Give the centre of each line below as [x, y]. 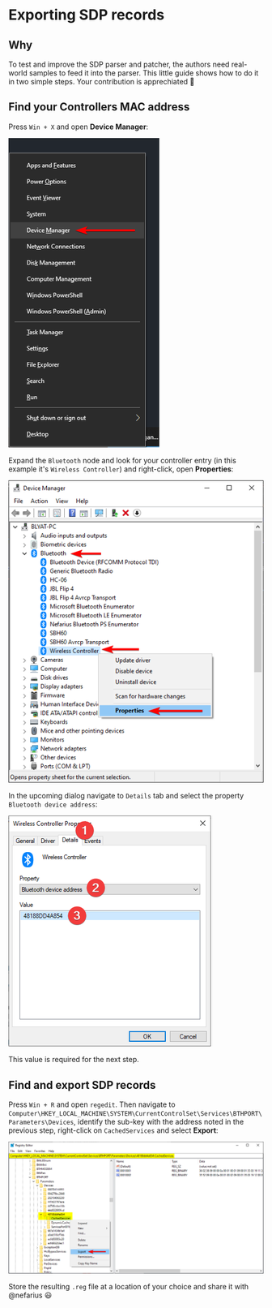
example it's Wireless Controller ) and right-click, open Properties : [121, 469]
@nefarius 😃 [30, 1295]
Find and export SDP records [82, 1085]
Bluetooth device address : [53, 804]
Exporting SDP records [87, 15]
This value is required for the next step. [74, 1060]
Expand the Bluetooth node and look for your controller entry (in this [122, 460]
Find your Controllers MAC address [99, 107]
